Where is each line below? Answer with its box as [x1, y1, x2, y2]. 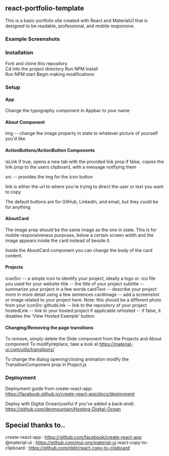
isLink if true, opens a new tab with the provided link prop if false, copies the [5, 159, 164, 165]
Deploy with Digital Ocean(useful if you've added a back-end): [5, 401, 135, 407]
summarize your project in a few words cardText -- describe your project [5, 286, 157, 292]
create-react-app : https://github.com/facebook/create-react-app [5, 434, 142, 440]
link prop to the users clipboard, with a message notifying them [5, 164, 137, 170]
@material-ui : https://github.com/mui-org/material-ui [5, 439, 117, 446]
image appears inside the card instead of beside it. [5, 237, 111, 243]
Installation [5, 49, 34, 56]
